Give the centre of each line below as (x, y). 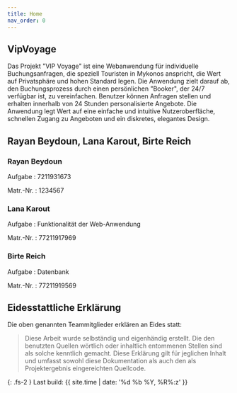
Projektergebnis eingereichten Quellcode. (85, 368)
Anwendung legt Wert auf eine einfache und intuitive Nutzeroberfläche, (111, 111)
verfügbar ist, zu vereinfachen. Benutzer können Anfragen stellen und (109, 96)
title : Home (25, 14)
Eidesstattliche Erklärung (64, 308)
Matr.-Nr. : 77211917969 (42, 238)
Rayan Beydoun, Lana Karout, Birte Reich (99, 141)
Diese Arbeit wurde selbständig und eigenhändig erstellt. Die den (120, 338)
